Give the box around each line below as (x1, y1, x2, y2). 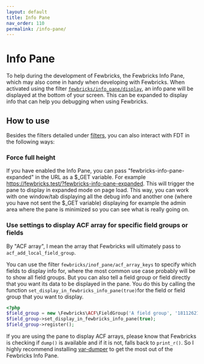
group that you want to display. (6, 293, 84, 300)
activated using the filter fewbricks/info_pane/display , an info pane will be (6, 85, 194, 92)
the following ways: (6, 138, 55, 145)
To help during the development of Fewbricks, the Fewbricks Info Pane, (6, 72, 185, 80)
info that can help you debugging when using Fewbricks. (6, 98, 149, 105)
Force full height (6, 153, 56, 162)
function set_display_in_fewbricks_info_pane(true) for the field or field (6, 286, 185, 294)
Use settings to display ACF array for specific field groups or (6, 221, 188, 230)
